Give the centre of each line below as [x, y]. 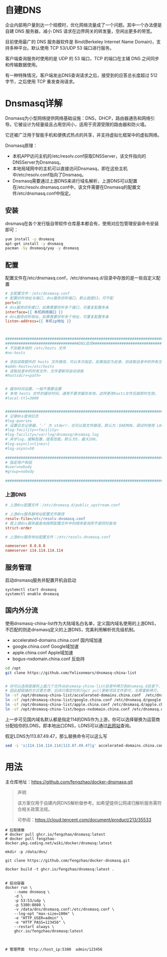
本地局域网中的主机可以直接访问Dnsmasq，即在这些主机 [70, 168]
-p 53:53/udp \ [30, 900]
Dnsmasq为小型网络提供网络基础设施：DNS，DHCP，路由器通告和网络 [78, 118]
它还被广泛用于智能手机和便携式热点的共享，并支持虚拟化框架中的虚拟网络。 [83, 135]
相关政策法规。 [37, 809]
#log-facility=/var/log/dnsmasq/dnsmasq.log [52, 435]
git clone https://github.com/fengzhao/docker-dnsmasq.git [68, 861]
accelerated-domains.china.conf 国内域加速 [57, 640]
